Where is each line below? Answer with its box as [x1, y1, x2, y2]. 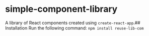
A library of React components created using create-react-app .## [5, 20, 141, 26]
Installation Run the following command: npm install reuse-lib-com [5, 25, 144, 31]
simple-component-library [5, 3, 118, 15]
